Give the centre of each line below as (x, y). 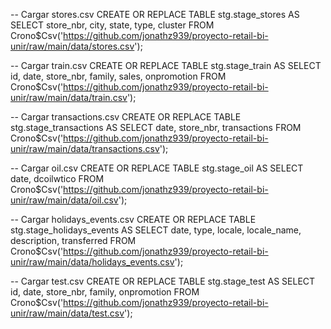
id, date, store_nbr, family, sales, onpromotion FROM (118, 76)
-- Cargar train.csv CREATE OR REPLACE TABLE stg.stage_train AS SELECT (166, 65)
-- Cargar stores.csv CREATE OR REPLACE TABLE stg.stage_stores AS (155, 14)
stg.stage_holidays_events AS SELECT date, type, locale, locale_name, (156, 230)
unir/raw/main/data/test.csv (67, 313)
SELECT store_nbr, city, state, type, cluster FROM (112, 25)
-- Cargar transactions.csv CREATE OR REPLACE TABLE (126, 117)
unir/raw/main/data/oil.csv (64, 200)
